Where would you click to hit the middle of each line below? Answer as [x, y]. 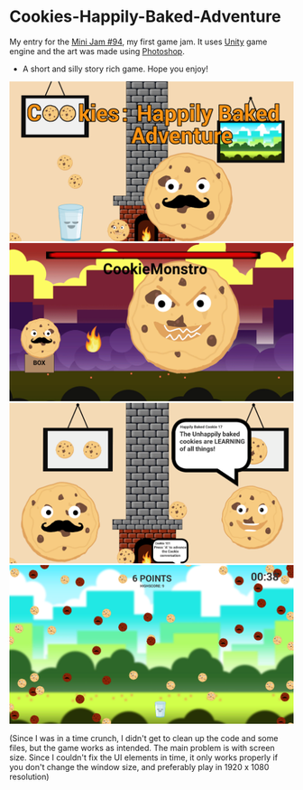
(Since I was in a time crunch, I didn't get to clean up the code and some [144, 738]
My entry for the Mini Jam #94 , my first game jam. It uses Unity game [138, 42]
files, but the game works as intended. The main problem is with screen [142, 748]
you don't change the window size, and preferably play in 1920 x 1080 [139, 766]
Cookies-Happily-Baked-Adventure [145, 17]
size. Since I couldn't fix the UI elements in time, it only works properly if [143, 757]
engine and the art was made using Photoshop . [97, 51]
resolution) [29, 776]
